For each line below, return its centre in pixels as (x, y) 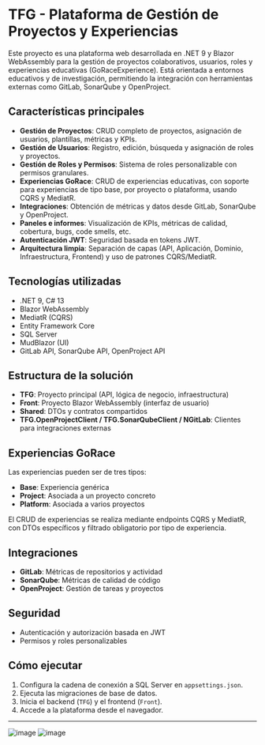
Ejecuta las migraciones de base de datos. (88, 693)
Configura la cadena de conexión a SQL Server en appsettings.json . (131, 684)
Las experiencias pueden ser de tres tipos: (77, 472)
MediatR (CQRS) (46, 317)
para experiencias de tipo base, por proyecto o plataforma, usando (128, 189)
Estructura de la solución (71, 376)
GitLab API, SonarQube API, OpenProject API (92, 351)
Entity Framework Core (57, 325)
